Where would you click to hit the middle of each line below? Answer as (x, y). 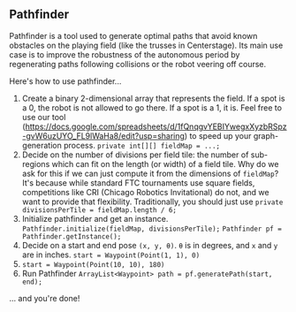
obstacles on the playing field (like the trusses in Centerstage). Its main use (146, 45)
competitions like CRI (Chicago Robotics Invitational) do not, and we (145, 192)
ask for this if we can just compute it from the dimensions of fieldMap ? (150, 173)
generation (42, 145)
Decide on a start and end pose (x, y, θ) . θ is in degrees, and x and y (150, 245)
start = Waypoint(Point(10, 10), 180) (93, 264)
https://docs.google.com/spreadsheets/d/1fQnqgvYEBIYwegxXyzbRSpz (156, 126)
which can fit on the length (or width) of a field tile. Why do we (165, 164)
